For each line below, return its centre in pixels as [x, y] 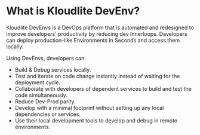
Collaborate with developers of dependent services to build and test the [103, 88]
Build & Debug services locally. [53, 69]
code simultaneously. [41, 95]
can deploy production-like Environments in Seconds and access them [93, 40]
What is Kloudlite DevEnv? [73, 11]
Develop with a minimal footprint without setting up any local [89, 108]
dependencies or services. [47, 114]
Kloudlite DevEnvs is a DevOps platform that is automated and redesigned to [100, 27]
